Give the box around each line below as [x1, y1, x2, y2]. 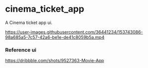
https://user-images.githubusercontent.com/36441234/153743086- [5, 29, 143, 35]
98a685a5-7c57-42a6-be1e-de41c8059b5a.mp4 [5, 34, 105, 40]
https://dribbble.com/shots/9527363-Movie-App [5, 58, 104, 64]
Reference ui [5, 46, 37, 53]
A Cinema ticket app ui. [5, 20, 53, 25]
